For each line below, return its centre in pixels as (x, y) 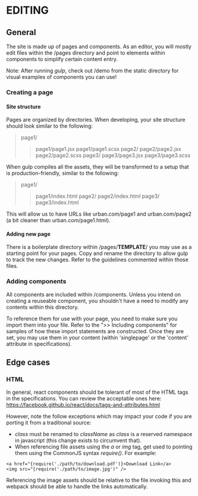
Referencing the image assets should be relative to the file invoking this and (99, 480)
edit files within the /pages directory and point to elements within (86, 53)
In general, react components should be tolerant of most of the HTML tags (97, 392)
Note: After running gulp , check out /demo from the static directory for (92, 71)
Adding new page (28, 234)
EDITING (27, 10)
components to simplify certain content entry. (62, 59)
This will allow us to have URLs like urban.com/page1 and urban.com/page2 (99, 214)
